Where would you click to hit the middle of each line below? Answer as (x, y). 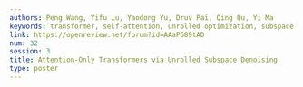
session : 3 (30, 52)
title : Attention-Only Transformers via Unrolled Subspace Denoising (144, 60)
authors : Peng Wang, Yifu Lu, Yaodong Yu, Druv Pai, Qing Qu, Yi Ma (142, 18)
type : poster (34, 69)
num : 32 (24, 43)
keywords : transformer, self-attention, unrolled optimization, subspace (152, 26)
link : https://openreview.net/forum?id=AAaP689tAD (107, 34)
